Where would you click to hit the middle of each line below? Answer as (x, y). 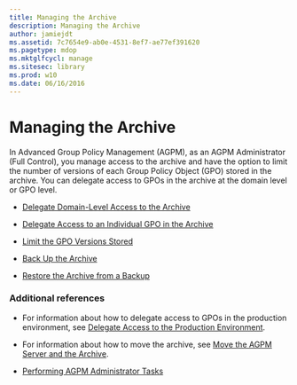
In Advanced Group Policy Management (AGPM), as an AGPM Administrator (148, 152)
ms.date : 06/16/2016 (47, 83)
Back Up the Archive (59, 258)
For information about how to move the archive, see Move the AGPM (147, 344)
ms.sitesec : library (47, 67)
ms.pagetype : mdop (43, 51)
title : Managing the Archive (63, 17)
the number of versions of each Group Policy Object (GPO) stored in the (141, 170)
